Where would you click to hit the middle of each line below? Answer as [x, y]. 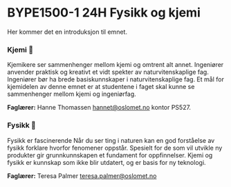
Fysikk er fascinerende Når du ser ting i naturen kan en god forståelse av [111, 140]
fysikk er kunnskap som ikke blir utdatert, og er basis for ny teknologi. [107, 162]
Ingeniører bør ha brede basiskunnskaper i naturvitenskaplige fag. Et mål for [116, 79]
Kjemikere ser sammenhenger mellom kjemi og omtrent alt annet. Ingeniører [115, 65]
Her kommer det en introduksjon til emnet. [67, 32]
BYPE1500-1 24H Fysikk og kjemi [104, 13]
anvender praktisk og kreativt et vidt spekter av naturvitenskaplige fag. [108, 72]
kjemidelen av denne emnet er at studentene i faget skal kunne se [101, 87]
